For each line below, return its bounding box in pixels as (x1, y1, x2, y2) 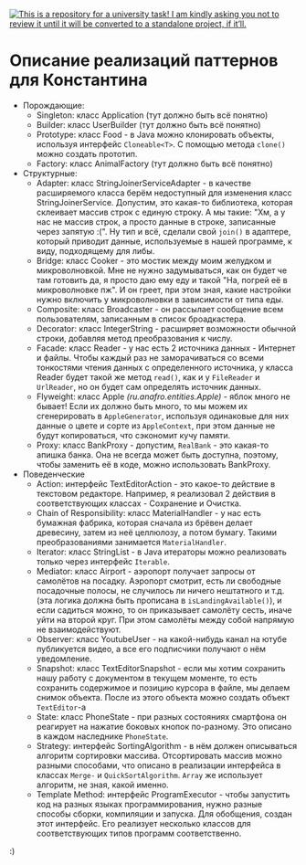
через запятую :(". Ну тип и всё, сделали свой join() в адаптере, (36, 226, 291, 237)
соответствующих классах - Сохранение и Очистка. (36, 498, 242, 509)
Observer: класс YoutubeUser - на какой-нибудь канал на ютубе (36, 633, 288, 644)
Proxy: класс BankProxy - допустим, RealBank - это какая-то (36, 439, 269, 450)
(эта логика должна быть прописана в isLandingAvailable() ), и (36, 595, 282, 606)
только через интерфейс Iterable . (36, 555, 171, 566)
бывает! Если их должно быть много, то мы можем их (36, 400, 248, 411)
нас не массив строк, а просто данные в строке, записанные (36, 216, 277, 227)
